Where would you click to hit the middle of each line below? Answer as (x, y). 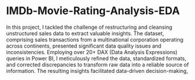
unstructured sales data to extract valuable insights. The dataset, (85, 33)
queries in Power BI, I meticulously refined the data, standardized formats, (96, 58)
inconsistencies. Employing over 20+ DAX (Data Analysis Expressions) (92, 52)
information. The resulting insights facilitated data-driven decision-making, (97, 71)
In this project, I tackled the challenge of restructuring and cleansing (89, 27)
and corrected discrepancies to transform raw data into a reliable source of (97, 64)
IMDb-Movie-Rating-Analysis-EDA (93, 11)
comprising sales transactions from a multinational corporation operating (95, 39)
